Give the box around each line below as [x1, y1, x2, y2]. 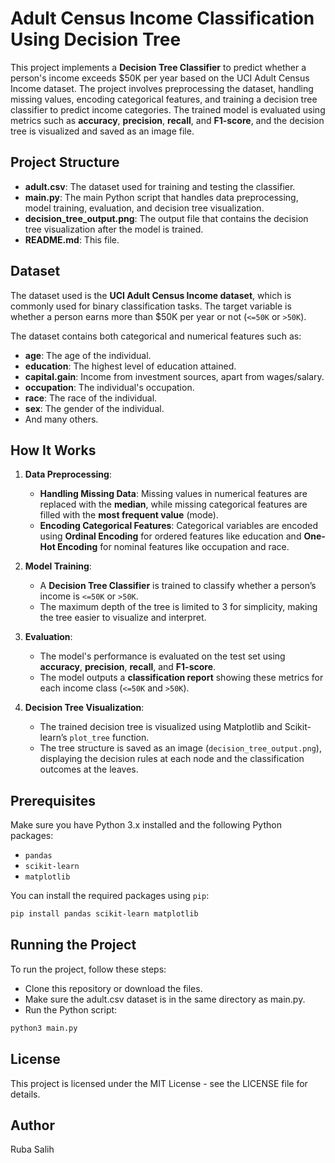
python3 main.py [10, 1023, 78, 1033]
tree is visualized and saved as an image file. [10, 125, 195, 137]
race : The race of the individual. [24, 392, 158, 404]
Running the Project [10, 937, 137, 954]
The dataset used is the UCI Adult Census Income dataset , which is [10, 289, 292, 301]
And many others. [24, 413, 99, 425]
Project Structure [10, 154, 120, 171]
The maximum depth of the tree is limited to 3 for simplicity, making [39, 601, 318, 613]
